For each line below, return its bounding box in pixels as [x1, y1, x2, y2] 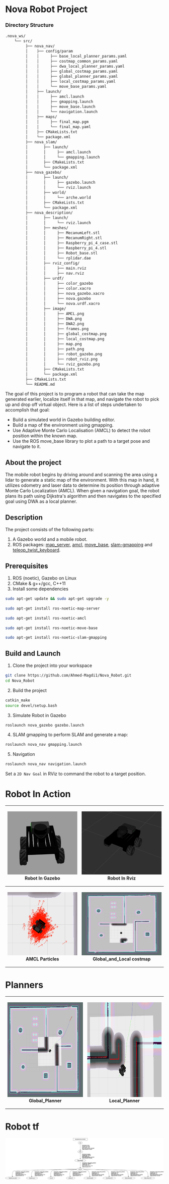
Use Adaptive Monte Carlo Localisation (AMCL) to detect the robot [12, 428, 151, 434]
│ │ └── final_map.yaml [25, 125, 92, 130]
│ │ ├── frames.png [25, 327, 89, 332]
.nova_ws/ [5, 34, 26, 39]
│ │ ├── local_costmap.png [25, 337, 105, 342]
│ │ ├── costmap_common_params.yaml [25, 59, 118, 64]
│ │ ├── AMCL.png [25, 312, 84, 317]
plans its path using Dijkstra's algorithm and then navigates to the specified [5, 493, 161, 499]
